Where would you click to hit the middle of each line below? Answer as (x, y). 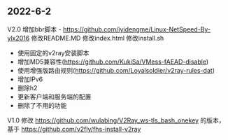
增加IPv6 (30, 79)
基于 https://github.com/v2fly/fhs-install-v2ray (74, 129)
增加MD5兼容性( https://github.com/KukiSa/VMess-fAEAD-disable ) (113, 62)
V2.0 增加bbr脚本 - (34, 29)
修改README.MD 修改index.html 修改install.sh (98, 38)
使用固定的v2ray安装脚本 (53, 52)
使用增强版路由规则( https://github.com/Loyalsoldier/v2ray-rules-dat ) (116, 70)
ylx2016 (19, 38)
